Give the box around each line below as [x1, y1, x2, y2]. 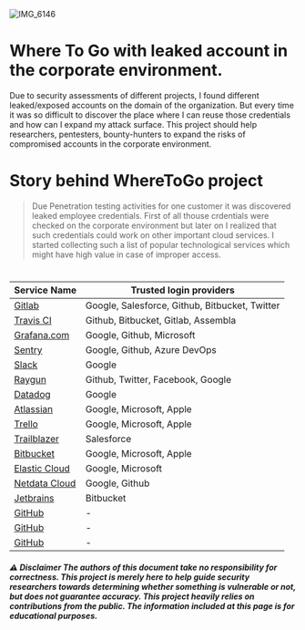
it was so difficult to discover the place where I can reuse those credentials [9, 109, 291, 120]
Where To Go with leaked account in [9, 41, 289, 61]
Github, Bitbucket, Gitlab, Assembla [85, 315, 237, 327]
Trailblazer [14, 433, 59, 446]
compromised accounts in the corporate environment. [9, 138, 212, 150]
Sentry [14, 344, 43, 356]
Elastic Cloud [14, 462, 70, 475]
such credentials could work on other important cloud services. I [31, 229, 275, 241]
